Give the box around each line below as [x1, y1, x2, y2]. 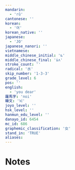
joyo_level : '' [5, 103, 37, 108]
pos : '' [5, 80, 21, 85]
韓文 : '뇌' [5, 99, 25, 104]
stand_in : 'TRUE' [5, 131, 41, 136]
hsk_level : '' [5, 108, 35, 113]
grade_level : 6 [5, 76, 37, 81]
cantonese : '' [5, 16, 35, 21]
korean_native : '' [5, 30, 43, 35]
